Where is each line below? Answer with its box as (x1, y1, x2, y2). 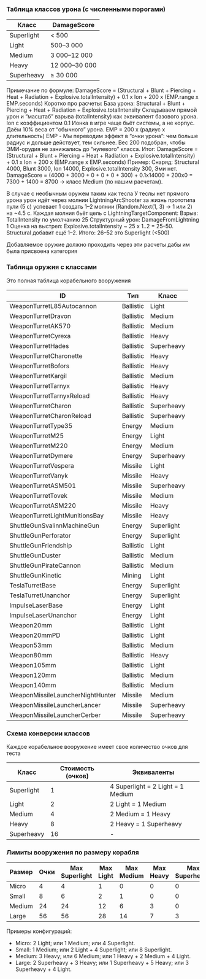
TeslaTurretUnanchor (9, 591, 71, 600)
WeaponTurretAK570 (9, 322, 71, 330)
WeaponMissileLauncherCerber (9, 711, 101, 719)
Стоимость (59, 764, 95, 772)
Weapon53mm (9, 641, 53, 649)
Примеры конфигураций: (6, 927, 72, 935)
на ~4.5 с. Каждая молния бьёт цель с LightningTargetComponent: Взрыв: (6, 209, 198, 217)
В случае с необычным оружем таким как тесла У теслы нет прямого (6, 190, 189, 198)
